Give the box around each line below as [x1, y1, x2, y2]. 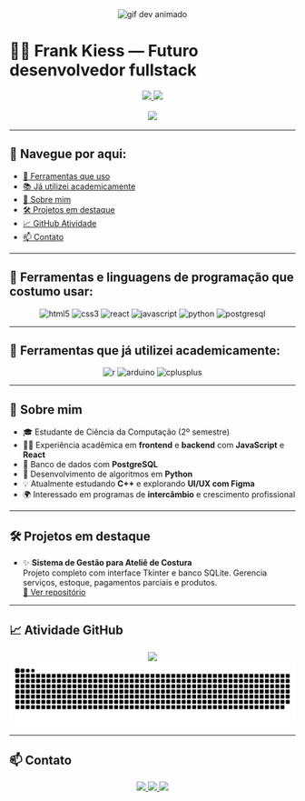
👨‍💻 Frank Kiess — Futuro [9, 41, 199, 62]
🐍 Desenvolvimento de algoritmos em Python [22, 468, 193, 480]
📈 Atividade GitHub [9, 623, 124, 638]
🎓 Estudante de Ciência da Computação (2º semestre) [22, 426, 230, 437]
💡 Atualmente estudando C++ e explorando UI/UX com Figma [22, 478, 256, 489]
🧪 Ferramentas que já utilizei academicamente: [9, 343, 280, 358]
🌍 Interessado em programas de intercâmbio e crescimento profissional [22, 489, 296, 500]
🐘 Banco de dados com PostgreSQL [22, 459, 159, 470]
